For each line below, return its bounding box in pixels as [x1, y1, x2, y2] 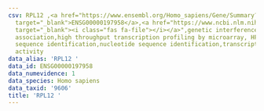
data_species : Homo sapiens [8, 77, 101, 84]
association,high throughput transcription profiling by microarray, [15, 33, 247, 41]
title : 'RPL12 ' [8, 91, 61, 99]
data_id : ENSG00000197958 [8, 63, 93, 70]
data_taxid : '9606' [8, 84, 72, 92]
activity [15, 48, 44, 55]
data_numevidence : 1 [8, 70, 76, 77]
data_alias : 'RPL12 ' [8, 55, 79, 63]
